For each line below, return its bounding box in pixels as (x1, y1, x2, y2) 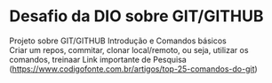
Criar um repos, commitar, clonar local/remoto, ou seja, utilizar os (9, 44, 249, 55)
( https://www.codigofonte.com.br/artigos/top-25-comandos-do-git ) (9, 64, 258, 74)
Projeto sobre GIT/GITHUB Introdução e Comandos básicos (9, 35, 227, 46)
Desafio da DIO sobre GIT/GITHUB (9, 6, 264, 26)
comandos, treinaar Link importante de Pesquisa (9, 54, 187, 64)
